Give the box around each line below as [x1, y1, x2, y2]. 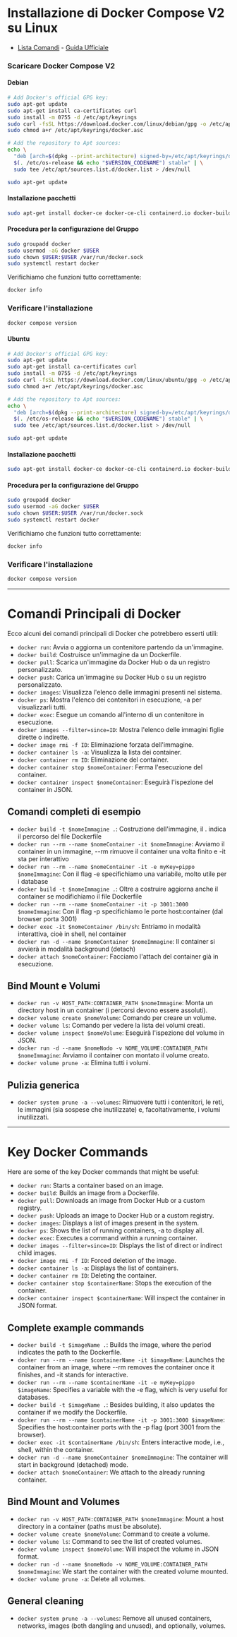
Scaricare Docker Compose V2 [7, 61, 115, 71]
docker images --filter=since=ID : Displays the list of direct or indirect [17, 1241, 223, 1250]
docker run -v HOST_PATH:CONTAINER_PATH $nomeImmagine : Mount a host [17, 1514, 224, 1523]
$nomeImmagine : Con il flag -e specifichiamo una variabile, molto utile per [17, 870, 227, 878]
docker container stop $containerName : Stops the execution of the [17, 1279, 212, 1288]
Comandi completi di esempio [7, 806, 141, 818]
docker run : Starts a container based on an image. [17, 1181, 164, 1190]
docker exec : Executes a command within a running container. [17, 1234, 197, 1242]
